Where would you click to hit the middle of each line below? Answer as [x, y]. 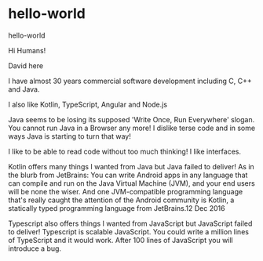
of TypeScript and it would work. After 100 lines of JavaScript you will [121, 240]
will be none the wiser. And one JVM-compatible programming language [126, 191]
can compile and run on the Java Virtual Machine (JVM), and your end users [131, 183]
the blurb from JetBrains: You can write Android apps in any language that [128, 175]
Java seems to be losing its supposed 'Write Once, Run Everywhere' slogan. [131, 119]
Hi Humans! [27, 50]
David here [26, 65]
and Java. [24, 89]
